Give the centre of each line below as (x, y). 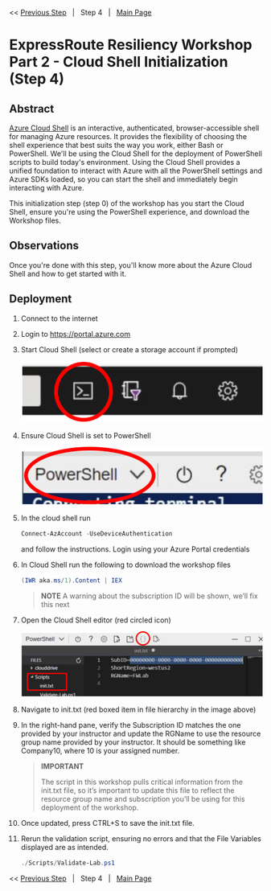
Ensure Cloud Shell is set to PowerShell (86, 435)
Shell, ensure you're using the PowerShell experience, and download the (129, 212)
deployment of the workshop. (90, 807)
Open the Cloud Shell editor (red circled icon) (96, 620)
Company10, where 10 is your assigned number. (100, 750)
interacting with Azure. (47, 188)
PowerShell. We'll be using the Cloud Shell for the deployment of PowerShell (135, 154)
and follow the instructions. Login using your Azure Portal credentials (135, 549)
